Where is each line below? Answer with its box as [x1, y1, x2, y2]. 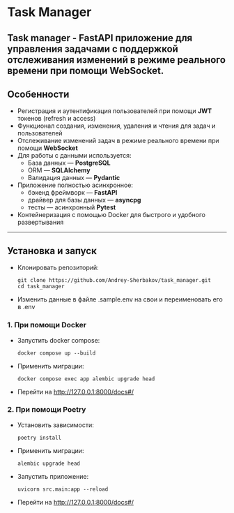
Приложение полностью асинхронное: [17, 181, 134, 189]
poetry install [17, 434, 62, 441]
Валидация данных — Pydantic [27, 174, 120, 182]
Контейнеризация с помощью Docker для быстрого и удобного [17, 211, 205, 219]
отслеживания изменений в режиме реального [7, 54, 226, 66]
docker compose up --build [17, 350, 96, 357]
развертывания [17, 218, 64, 227]
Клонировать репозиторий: [17, 263, 99, 272]
